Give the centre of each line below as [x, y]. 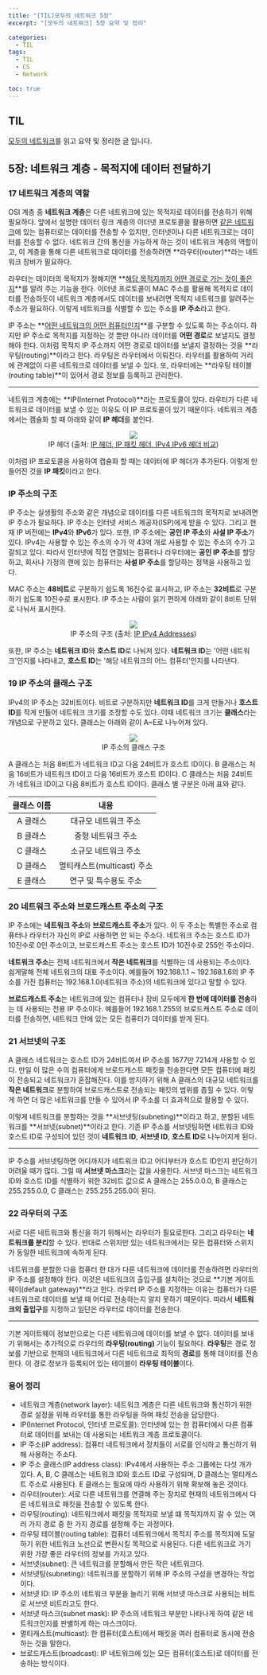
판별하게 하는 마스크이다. [99, 1623]
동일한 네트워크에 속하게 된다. [62, 1252]
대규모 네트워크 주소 [106, 820]
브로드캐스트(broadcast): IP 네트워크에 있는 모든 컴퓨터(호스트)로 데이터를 [135, 1653]
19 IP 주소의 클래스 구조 [50, 684]
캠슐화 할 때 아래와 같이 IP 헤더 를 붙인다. [91, 419]
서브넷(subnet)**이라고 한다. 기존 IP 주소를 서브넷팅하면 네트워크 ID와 [145, 1127]
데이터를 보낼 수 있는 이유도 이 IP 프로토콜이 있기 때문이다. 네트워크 [139, 410]
